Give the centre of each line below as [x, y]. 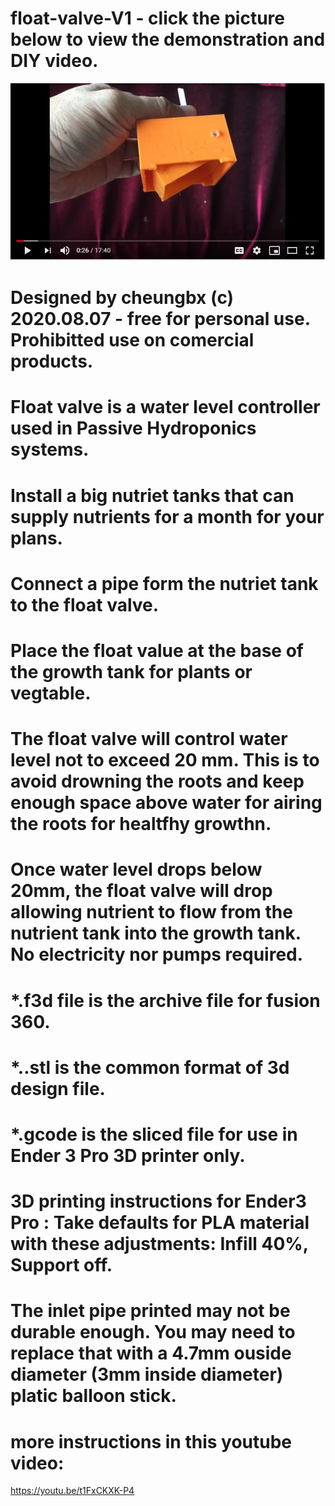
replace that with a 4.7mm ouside [151, 1353]
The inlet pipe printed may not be [150, 1311]
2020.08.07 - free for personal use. [160, 319]
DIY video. [54, 61]
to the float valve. [85, 604]
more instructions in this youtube [151, 1441]
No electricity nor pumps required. [157, 954]
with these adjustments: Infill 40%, [159, 1244]
